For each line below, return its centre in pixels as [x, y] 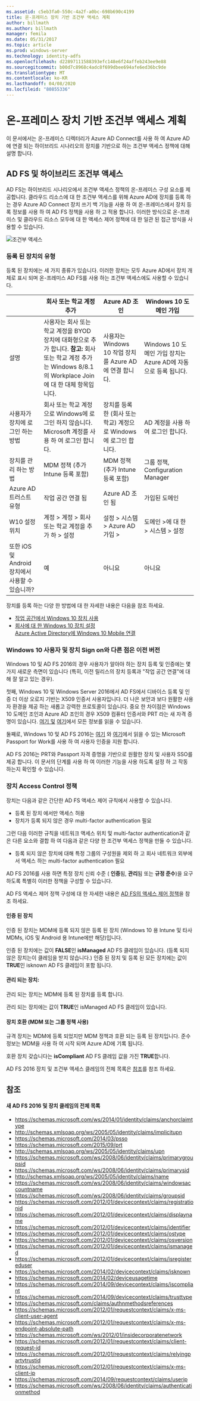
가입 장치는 [171, 353]
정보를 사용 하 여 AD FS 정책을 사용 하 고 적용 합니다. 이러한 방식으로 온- [96, 212]
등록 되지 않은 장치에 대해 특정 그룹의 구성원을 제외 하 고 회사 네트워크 [96, 853]
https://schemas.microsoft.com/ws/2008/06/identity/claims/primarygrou [104, 1157]
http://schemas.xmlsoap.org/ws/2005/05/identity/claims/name [92, 1176]
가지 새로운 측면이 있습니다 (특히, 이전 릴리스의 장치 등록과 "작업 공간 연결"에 [95, 672]
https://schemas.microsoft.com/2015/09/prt [69, 1145]
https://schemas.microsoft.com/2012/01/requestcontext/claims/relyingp [103, 1354]
